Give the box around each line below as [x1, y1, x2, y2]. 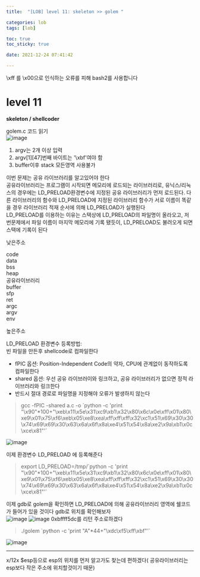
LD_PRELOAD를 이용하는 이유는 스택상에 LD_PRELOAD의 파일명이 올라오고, [6, 211, 183, 218]
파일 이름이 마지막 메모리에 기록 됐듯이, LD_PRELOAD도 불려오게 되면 [32, 219, 193, 226]
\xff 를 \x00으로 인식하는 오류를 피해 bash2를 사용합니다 [6, 74, 138, 81]
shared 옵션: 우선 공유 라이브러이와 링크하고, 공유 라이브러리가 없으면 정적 [14, 375, 187, 382]
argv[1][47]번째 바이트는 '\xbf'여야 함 [14, 154, 103, 161]
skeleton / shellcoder [6, 115, 60, 122]
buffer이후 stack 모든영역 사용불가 [14, 161, 96, 169]
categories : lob [6, 19, 46, 26]
